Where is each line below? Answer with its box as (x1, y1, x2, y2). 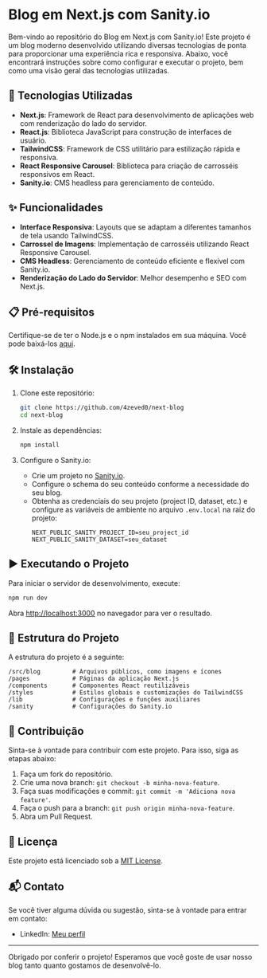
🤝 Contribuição (8, 724, 84, 738)
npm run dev (8, 594, 48, 602)
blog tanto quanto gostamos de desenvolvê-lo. (8, 960, 161, 970)
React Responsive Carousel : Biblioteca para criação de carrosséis (19, 161, 238, 171)
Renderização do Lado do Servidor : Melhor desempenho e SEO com (19, 273, 247, 282)
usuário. (19, 136, 47, 145)
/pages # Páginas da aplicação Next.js (8, 675, 180, 683)
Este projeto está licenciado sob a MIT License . (8, 855, 163, 866)
